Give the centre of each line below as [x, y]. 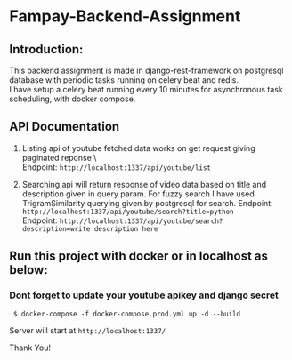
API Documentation [65, 127]
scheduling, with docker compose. [73, 99]
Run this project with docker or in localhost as [139, 256]
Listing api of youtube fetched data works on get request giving [138, 148]
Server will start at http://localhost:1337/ [88, 330]
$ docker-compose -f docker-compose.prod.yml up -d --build [127, 314]
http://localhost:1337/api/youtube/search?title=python [128, 212]
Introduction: [46, 49]
